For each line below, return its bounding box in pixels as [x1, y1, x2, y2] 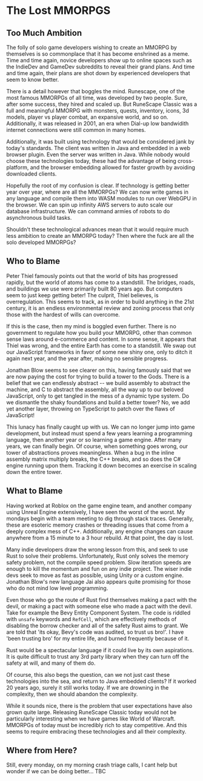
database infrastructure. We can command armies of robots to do [6, 208, 170, 215]
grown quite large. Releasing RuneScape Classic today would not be [6, 708, 177, 716]
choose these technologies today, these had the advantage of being [6, 157, 177, 164]
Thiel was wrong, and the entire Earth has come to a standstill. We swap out [6, 341, 196, 349]
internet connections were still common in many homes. [6, 127, 146, 133]
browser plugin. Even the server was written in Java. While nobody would [6, 151, 190, 158]
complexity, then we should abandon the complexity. [6, 690, 138, 697]
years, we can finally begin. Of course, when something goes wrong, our [6, 443, 188, 450]
